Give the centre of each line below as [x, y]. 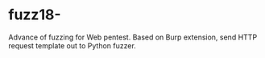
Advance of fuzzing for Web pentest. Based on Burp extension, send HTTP [133, 37]
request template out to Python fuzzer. [72, 45]
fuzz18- [35, 15]
